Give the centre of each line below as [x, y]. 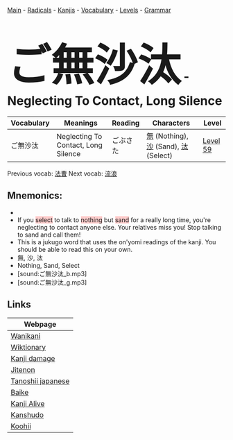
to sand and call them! [49, 235]
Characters [171, 123]
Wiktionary [28, 347]
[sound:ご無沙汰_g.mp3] [52, 282]
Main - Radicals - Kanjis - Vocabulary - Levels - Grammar [89, 10]
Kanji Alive [28, 403]
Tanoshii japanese [40, 381]
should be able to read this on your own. [75, 249]
